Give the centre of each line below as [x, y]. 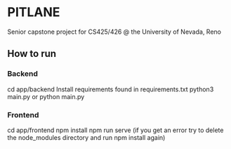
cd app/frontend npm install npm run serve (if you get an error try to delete [115, 130]
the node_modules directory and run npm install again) [86, 137]
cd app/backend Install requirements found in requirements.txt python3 [111, 89]
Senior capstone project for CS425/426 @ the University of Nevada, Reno [114, 32]
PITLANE [34, 12]
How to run [32, 54]
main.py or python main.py [46, 96]
